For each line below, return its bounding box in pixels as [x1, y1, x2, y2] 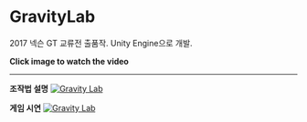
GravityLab [9, 6, 96, 27]
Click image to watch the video [9, 56, 130, 66]
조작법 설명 [9, 83, 48, 94]
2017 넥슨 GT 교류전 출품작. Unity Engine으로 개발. [9, 37, 194, 48]
